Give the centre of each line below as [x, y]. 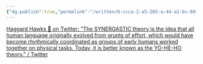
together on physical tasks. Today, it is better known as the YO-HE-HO [94, 48]
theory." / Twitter [27, 54]
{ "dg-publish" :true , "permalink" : [48, 12]
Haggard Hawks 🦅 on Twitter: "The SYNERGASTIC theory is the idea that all [100, 29]
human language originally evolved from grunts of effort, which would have [100, 35]
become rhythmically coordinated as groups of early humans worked [92, 41]
